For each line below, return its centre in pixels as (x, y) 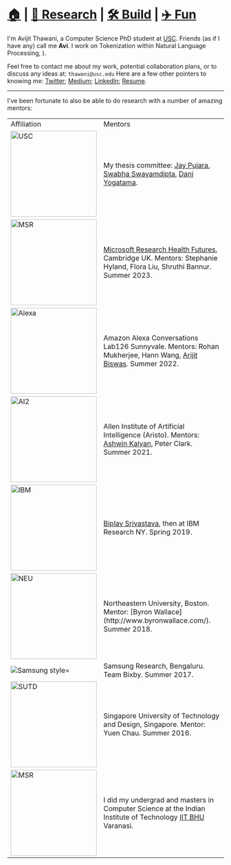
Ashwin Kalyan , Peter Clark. (148, 443)
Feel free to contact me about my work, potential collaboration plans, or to (112, 66)
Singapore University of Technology (162, 715)
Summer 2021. (128, 452)
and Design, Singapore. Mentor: (155, 724)
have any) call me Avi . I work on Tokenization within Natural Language (107, 45)
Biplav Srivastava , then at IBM (151, 523)
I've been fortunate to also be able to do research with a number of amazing (115, 100)
